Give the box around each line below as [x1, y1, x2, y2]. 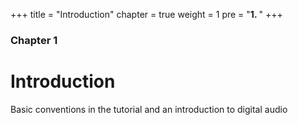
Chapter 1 [10, 33, 58, 47]
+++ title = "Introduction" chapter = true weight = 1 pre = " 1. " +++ [10, 9, 283, 20]
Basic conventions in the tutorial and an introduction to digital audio [10, 103, 288, 115]
